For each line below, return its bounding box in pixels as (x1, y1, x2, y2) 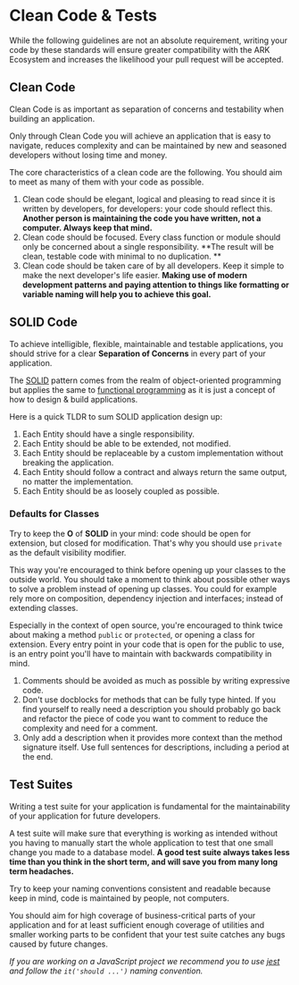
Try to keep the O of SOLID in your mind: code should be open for (9, 528, 252, 539)
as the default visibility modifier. (9, 547, 127, 557)
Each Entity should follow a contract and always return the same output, (21, 466, 287, 477)
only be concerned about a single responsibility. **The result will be (21, 241, 274, 251)
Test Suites (9, 777, 73, 793)
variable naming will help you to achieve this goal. (21, 288, 212, 300)
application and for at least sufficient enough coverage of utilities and (9, 919, 265, 930)
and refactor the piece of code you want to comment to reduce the (21, 713, 269, 724)
